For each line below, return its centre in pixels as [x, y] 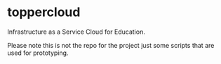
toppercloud [44, 12]
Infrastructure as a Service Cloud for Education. [76, 32]
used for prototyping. [38, 53]
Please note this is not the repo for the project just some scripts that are [111, 45]
